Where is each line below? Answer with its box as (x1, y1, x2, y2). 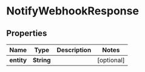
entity (9, 56, 27, 64)
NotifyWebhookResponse (6, 4, 140, 18)
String (32, 56, 51, 64)
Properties (6, 28, 47, 38)
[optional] (96, 56, 126, 64)
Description (56, 46, 92, 54)
